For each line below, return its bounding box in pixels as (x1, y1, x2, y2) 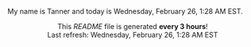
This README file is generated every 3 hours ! (57, 22, 208, 31)
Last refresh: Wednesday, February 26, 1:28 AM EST (47, 31, 218, 39)
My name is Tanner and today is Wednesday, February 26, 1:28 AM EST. (7, 7, 243, 16)
